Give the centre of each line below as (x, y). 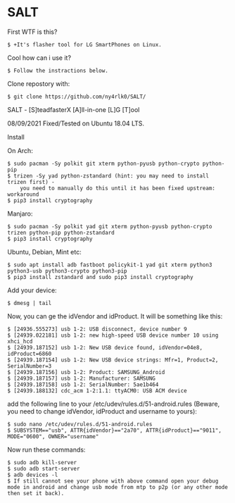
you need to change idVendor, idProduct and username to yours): (102, 411)
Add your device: (32, 290)
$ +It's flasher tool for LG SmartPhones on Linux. (84, 44)
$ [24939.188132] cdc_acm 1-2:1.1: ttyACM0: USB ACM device (97, 391)
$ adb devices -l (33, 475)
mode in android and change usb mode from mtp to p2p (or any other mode (118, 487)
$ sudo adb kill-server (42, 462)
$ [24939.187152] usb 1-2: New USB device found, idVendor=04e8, (105, 347)
